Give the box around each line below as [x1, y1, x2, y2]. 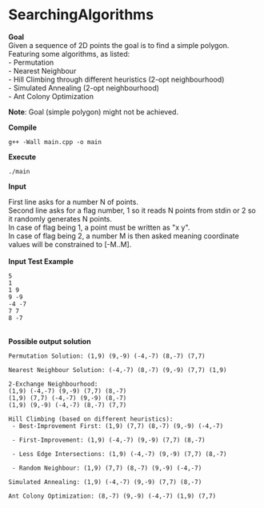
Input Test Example [8, 256, 74, 266]
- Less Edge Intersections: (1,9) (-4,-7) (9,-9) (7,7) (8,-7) [11, 450, 227, 458]
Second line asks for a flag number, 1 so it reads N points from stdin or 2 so [8, 206, 256, 215]
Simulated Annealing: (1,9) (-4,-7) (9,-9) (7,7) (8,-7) [8, 478, 202, 486]
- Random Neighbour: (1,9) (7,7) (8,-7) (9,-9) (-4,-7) [11, 464, 202, 472]
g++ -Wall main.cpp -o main [8, 138, 102, 146]
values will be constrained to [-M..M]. [8, 239, 132, 249]
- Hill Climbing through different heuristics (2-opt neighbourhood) [8, 74, 225, 84]
